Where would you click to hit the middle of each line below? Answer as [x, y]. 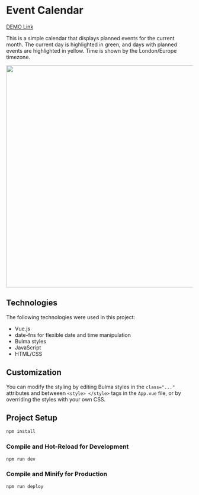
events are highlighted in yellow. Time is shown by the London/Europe [92, 50]
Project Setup [32, 418]
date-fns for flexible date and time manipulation [73, 335]
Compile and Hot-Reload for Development [68, 446]
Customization [34, 373]
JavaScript [28, 348]
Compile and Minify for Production [57, 474]
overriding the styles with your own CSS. [56, 399]
